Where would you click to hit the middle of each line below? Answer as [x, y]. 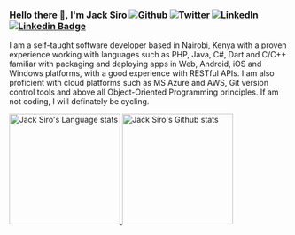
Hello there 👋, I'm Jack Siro [68, 15]
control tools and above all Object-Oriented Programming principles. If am [144, 92]
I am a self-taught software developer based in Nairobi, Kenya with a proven [148, 45]
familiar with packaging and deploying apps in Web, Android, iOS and [136, 64]
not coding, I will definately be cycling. [79, 102]
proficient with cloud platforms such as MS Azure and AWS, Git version [139, 83]
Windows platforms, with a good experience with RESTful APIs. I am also [142, 73]
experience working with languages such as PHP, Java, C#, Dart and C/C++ [148, 55]
